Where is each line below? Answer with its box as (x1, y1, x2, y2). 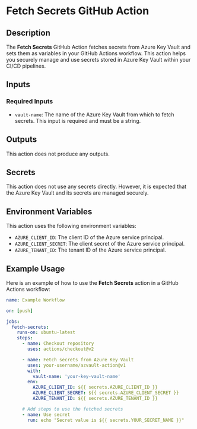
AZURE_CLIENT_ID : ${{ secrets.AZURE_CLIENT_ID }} (32, 384, 158, 390)
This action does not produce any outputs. (6, 150, 110, 157)
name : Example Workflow (6, 297, 65, 303)
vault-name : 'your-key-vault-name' (32, 373, 120, 379)
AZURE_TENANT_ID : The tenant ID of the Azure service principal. (14, 246, 166, 253)
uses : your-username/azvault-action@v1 (27, 362, 126, 368)
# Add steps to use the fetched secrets (21, 406, 123, 412)
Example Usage (6, 263, 65, 274)
